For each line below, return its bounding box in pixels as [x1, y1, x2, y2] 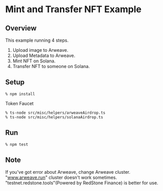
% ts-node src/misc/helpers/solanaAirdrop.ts [5, 114, 103, 120]
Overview [5, 24, 37, 33]
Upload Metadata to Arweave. [12, 52, 76, 58]
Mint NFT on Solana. [12, 58, 56, 64]
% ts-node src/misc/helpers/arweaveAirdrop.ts [5, 110, 106, 115]
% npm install [5, 91, 36, 97]
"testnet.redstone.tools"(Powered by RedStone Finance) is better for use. [5, 180, 158, 186]
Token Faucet [5, 100, 34, 106]
